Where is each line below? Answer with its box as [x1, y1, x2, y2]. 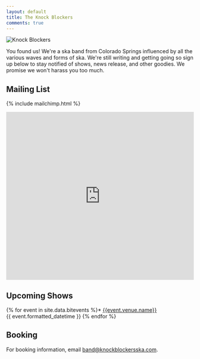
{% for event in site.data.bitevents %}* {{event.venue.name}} [6, 306, 157, 314]
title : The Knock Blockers [6, 14, 73, 20]
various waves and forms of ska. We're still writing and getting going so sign [6, 54, 193, 62]
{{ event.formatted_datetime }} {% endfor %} [6, 313, 117, 320]
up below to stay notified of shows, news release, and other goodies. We [6, 60, 185, 67]
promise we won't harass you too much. [6, 67, 105, 74]
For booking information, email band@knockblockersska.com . [6, 346, 158, 353]
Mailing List [6, 84, 51, 94]
